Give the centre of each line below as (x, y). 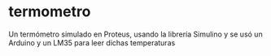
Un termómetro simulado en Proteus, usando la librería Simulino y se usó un (135, 34)
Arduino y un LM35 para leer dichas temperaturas (92, 42)
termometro (50, 12)
